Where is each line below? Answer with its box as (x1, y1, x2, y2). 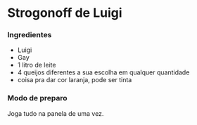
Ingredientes (7, 30, 52, 40)
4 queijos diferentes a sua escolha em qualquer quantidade (17, 68, 190, 77)
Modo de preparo (7, 93, 68, 103)
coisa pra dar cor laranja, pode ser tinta (17, 76, 132, 84)
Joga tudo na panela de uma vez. (7, 109, 104, 117)
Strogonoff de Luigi (7, 5, 122, 21)
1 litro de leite (17, 61, 56, 70)
